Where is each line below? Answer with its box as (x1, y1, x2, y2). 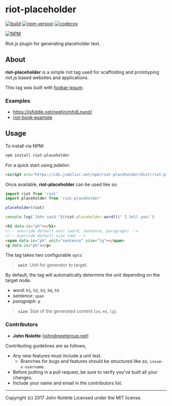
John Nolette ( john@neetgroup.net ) (12, 333, 89, 339)
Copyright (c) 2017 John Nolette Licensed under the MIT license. (5, 394, 142, 401)
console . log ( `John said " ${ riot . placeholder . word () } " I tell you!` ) (5, 215, 155, 220)
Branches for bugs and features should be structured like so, (20, 358, 149, 364)
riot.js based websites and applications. (5, 74, 89, 81)
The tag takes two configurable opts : (5, 252, 83, 258)
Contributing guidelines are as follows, (5, 342, 87, 349)
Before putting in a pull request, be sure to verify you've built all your (12, 369, 158, 375)
